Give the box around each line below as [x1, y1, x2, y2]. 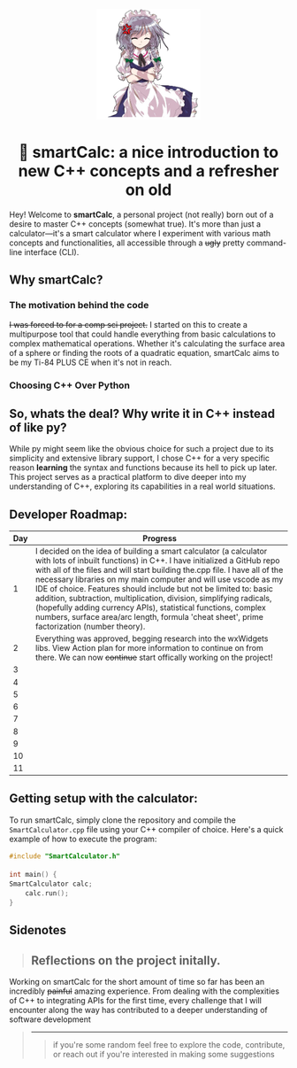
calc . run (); [25, 889, 69, 898]
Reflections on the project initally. [30, 953, 221, 968]
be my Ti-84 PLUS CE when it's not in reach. [9, 357, 172, 368]
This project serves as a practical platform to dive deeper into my [9, 472, 247, 483]
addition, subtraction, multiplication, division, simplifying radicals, [34, 592, 272, 603]
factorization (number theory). [34, 621, 146, 631]
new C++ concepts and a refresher [18, 161, 279, 182]
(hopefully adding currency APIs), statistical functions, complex [34, 602, 267, 613]
